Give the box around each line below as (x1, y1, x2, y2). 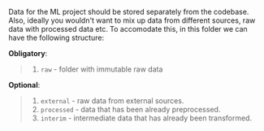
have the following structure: (8, 33, 104, 42)
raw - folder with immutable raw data (40, 64, 163, 74)
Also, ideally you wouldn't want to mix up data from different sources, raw (8, 15, 256, 25)
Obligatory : (8, 49, 48, 58)
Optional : (8, 81, 41, 90)
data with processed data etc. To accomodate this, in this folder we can (8, 24, 248, 33)
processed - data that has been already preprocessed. (40, 105, 221, 114)
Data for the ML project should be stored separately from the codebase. (8, 7, 249, 16)
